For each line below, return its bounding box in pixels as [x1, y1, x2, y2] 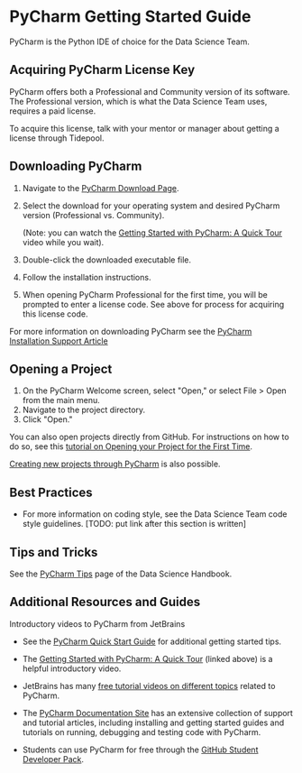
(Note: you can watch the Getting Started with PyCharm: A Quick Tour [22, 227, 282, 238]
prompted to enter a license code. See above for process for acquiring [22, 299, 285, 309]
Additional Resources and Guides [9, 594, 201, 610]
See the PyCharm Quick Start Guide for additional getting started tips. [22, 636, 282, 647]
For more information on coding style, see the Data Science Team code [22, 509, 288, 520]
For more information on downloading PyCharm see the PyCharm [9, 326, 252, 336]
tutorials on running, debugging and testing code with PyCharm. [22, 726, 261, 737]
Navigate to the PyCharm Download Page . [22, 182, 179, 193]
